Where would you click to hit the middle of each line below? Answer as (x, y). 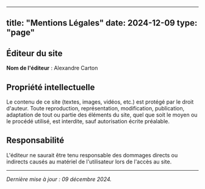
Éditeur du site (34, 53)
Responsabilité (35, 141)
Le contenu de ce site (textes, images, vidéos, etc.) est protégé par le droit (100, 102)
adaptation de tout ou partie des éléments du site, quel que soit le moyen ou (102, 115)
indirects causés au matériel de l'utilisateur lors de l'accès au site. (89, 162)
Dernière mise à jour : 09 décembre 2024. (59, 179)
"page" (21, 33)
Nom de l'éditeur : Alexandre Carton (52, 68)
